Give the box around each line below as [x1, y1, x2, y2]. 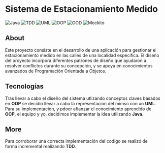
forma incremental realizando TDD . [5, 144, 76, 150]
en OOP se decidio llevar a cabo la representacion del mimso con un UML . [5, 100, 156, 106]
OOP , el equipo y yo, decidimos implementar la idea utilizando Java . [5, 111, 144, 117]
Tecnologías [5, 82, 44, 91]
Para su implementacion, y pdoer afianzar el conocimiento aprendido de [5, 106, 152, 112]
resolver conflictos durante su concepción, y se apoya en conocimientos [5, 62, 153, 68]
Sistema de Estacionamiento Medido [5, 3, 158, 15]
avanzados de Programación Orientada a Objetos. [5, 68, 107, 74]
